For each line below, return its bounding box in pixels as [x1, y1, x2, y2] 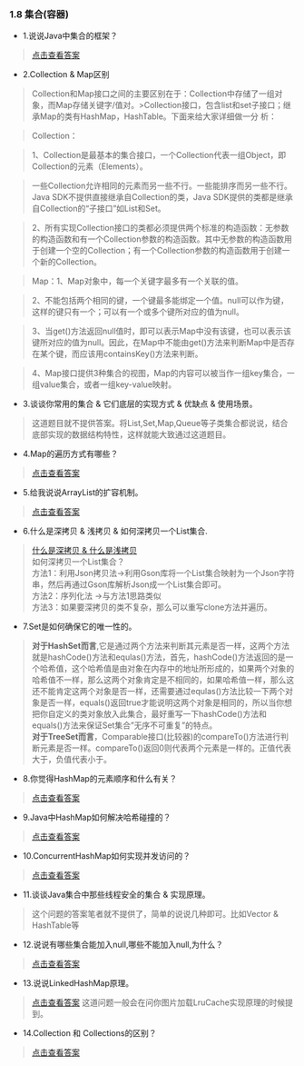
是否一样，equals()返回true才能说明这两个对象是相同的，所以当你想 [39, 697, 292, 708]
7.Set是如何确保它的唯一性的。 [22, 621, 137, 633]
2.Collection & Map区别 [22, 69, 110, 80]
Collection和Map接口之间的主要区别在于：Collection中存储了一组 [31, 88, 275, 99]
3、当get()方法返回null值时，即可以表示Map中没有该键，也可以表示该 [31, 325, 292, 337]
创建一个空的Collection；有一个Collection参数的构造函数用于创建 [39, 245, 283, 256]
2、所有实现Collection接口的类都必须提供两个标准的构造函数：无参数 [31, 223, 289, 234]
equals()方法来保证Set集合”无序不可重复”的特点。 [31, 720, 218, 731]
